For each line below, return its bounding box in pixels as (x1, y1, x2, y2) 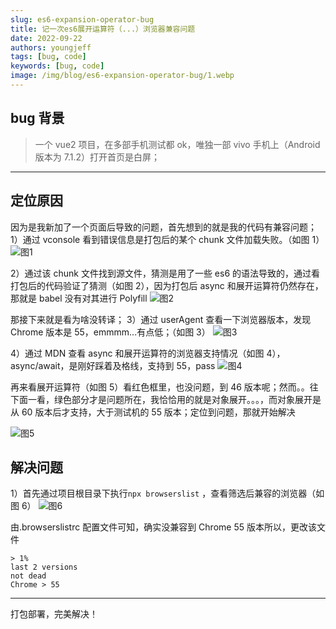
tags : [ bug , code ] (10, 52, 87, 62)
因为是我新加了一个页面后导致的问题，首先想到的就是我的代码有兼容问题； (10, 221, 317, 233)
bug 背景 (10, 110, 65, 127)
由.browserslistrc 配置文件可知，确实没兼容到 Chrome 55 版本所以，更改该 (10, 521, 317, 533)
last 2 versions (10, 562, 78, 573)
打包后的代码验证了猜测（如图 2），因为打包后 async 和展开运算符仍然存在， (10, 279, 324, 291)
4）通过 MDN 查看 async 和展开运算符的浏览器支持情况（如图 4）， (10, 347, 286, 359)
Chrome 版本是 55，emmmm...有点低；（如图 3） (10, 326, 211, 338)
